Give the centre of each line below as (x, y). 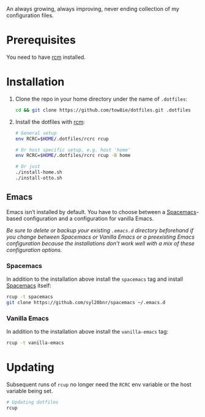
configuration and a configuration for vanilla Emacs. (89, 218)
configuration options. (34, 250)
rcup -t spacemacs (30, 297)
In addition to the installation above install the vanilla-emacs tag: (88, 332)
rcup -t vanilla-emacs (35, 343)
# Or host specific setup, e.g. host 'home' (73, 150)
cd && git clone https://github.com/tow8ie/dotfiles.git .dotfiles (103, 110)
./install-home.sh (39, 172)
